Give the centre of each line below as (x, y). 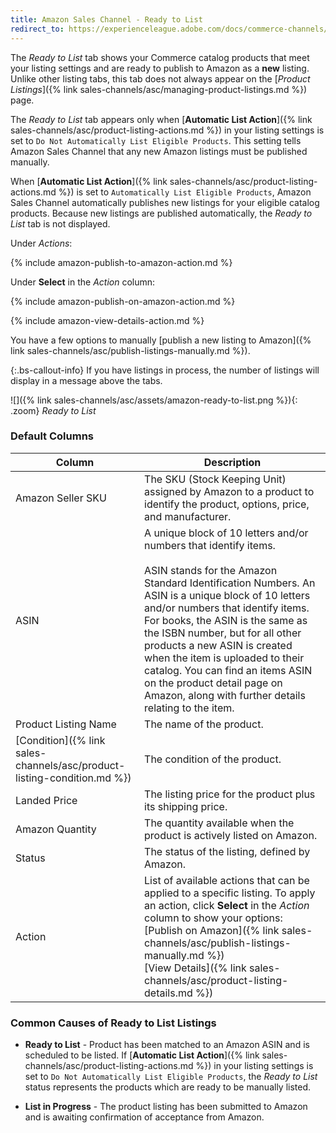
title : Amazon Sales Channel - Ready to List (106, 19)
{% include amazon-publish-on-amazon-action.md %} (123, 301)
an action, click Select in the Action (227, 905)
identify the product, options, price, (227, 504)
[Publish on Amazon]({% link (212, 930)
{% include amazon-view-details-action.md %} (107, 320)
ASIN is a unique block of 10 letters (227, 595)
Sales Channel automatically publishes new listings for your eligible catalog (165, 202)
